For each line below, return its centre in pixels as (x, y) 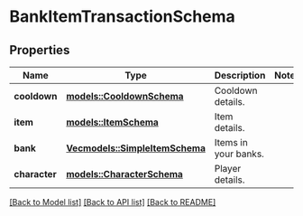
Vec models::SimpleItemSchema (136, 148)
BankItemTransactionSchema (123, 17)
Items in (231, 142)
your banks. (239, 154)
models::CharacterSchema (124, 174)
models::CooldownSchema (125, 96)
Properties (40, 50)
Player (228, 169)
